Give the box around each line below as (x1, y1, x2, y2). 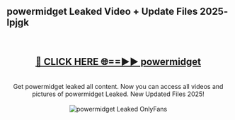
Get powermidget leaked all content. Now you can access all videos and (13, 82, 224, 90)
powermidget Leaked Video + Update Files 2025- (6, 6, 229, 18)
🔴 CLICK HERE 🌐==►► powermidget (35, 56, 202, 68)
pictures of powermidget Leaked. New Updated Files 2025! (32, 90, 205, 98)
